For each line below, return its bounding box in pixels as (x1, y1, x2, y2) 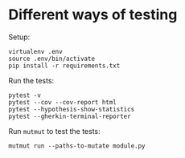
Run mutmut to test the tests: (8, 126, 101, 136)
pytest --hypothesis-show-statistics (8, 105, 135, 113)
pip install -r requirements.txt (8, 62, 121, 70)
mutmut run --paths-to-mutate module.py (8, 142, 146, 150)
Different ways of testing (8, 6, 178, 24)
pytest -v (8, 91, 42, 99)
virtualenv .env (8, 47, 63, 55)
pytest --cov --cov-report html (8, 98, 117, 106)
